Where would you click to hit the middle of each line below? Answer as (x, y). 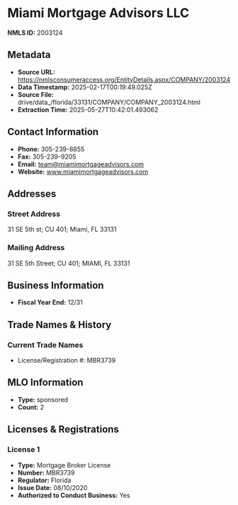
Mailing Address (36, 248)
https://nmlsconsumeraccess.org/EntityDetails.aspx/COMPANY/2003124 (124, 79)
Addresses (32, 194)
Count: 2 (31, 407)
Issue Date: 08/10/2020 (52, 487)
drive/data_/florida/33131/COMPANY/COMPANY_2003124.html (109, 102)
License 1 (24, 450)
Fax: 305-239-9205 (47, 157)
